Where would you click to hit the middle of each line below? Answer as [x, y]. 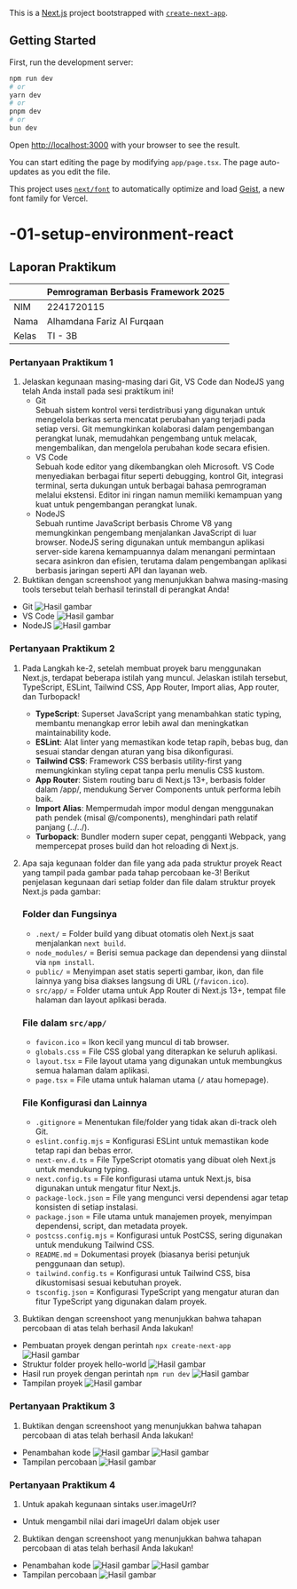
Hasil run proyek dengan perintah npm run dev [106, 1374]
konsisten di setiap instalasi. [87, 1207]
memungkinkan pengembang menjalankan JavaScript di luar [146, 533]
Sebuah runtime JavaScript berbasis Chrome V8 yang [133, 523]
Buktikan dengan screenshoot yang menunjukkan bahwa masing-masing [155, 580]
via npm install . [65, 962]
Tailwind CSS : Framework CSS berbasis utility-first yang [138, 761]
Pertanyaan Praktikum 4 [63, 1485]
